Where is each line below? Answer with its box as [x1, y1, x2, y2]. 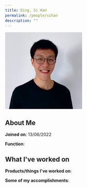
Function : [5, 141, 25, 147]
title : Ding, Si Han [5, 8, 47, 13]
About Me [5, 118, 36, 127]
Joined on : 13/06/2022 [5, 132, 52, 137]
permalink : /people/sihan [5, 13, 58, 18]
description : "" [5, 18, 38, 23]
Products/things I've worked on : [5, 168, 72, 174]
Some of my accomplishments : [5, 178, 69, 183]
